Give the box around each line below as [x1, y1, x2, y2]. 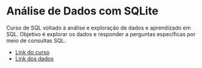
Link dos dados [15, 55, 54, 62]
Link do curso [15, 48, 50, 55]
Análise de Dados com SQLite [6, 4, 159, 18]
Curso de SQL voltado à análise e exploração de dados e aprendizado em [6, 24, 191, 31]
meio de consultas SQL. [6, 37, 66, 44]
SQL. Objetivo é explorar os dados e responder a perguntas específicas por [6, 30, 196, 37]
